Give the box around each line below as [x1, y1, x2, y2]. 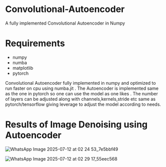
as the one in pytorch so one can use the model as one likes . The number [5, 90, 158, 96]
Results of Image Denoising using [5, 119, 148, 130]
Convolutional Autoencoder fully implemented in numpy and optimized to [5, 80, 156, 86]
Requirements [5, 38, 65, 49]
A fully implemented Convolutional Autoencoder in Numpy [5, 20, 125, 26]
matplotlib [12, 65, 34, 71]
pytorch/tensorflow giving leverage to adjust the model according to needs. [5, 101, 161, 107]
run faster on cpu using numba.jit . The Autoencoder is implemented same [5, 85, 159, 91]
